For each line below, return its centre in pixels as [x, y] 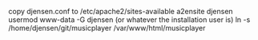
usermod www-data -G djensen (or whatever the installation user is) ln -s [129, 20]
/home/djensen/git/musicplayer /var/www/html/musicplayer [107, 28]
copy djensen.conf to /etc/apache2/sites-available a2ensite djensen [121, 11]
